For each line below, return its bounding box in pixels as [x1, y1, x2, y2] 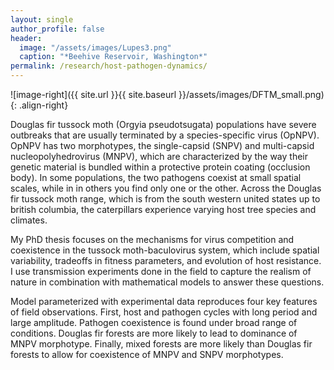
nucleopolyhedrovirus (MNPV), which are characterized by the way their [10, 151, 309, 162]
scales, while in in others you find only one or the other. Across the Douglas [10, 182, 322, 194]
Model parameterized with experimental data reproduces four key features [10, 296, 318, 307]
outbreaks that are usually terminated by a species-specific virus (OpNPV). [10, 129, 320, 141]
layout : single [10, 14, 74, 25]
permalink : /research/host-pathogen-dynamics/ [10, 61, 208, 71]
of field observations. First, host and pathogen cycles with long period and [10, 306, 318, 318]
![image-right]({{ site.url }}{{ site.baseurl [10, 89, 177, 100]
